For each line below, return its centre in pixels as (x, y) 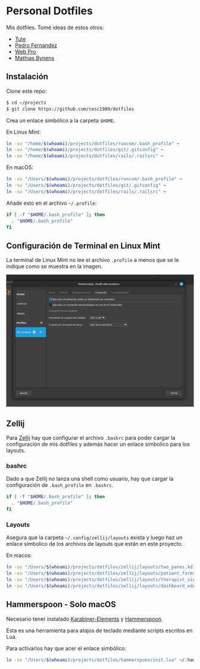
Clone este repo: (26, 91)
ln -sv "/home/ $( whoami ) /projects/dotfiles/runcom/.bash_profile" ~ (93, 143)
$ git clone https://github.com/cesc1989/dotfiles (70, 109)
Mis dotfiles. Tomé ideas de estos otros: (55, 27)
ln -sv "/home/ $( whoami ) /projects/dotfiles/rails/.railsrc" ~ (85, 156)
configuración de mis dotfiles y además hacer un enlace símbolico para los (98, 444)
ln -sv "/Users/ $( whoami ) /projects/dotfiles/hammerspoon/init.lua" (92, 660)
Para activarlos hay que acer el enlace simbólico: (66, 648)
